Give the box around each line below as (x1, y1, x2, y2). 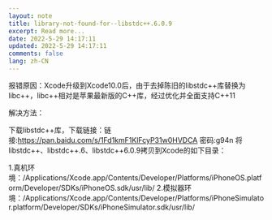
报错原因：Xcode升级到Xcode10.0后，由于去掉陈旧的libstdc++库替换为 (8, 80, 246, 90)
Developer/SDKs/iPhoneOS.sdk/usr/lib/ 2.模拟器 (24, 183, 185, 192)
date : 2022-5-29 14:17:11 (8, 34, 96, 43)
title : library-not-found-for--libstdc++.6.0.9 (8, 19, 173, 28)
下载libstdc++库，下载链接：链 (8, 125, 112, 135)
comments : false (8, 50, 63, 58)
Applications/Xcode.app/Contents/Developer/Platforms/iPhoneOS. (25, 172, 248, 183)
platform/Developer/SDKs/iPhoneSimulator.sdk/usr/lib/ (12, 202, 195, 212)
